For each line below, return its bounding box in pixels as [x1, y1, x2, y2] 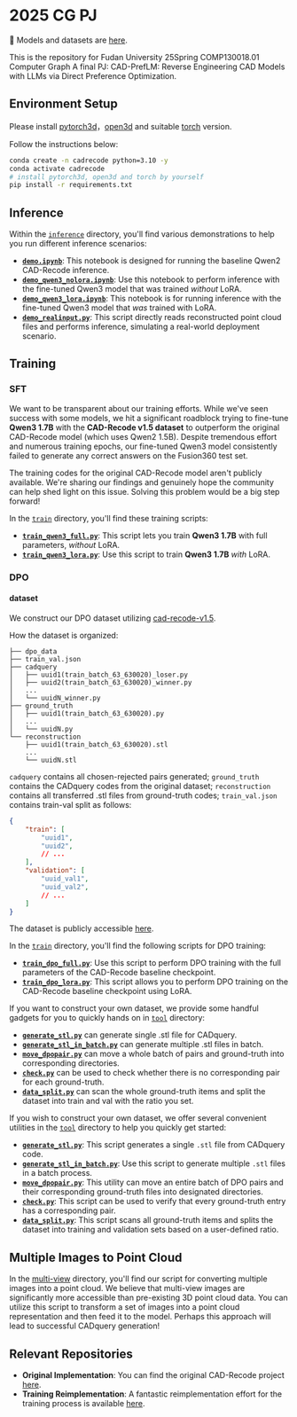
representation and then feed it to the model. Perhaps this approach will [9, 1311, 272, 1322]
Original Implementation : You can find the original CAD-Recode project [21, 1370, 285, 1380]
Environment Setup [9, 97, 118, 112]
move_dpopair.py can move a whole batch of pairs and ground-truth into [21, 1048, 285, 1060]
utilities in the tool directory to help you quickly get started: [9, 1123, 227, 1133]
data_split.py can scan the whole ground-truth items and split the [21, 1086, 266, 1097]
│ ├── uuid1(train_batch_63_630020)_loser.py [9, 670, 189, 679]
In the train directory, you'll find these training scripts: [9, 513, 208, 523]
